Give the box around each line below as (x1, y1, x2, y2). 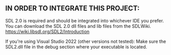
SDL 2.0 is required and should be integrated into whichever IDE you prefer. (5, 17, 164, 23)
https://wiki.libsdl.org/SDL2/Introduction (5, 28, 90, 35)
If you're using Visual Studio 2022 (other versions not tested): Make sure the (5, 38, 166, 44)
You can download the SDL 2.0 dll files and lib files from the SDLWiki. (5, 23, 152, 29)
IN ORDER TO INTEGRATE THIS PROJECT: (5, 4, 140, 13)
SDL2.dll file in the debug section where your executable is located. (5, 43, 148, 50)
